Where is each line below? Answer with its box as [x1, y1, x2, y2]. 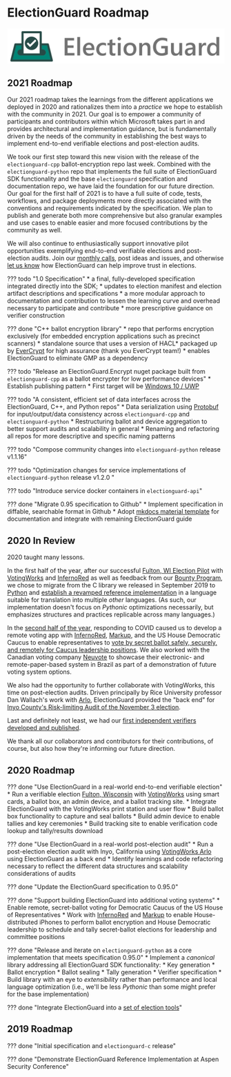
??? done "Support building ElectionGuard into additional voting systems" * [7, 896, 220, 905]
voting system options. [7, 667, 72, 676]
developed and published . [7, 724, 81, 732]
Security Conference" [7, 1062, 69, 1070]
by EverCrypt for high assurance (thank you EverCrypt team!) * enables [7, 347, 210, 355]
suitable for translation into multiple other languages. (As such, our [7, 596, 197, 604]
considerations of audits [7, 869, 76, 878]
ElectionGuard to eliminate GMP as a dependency [7, 354, 148, 363]
